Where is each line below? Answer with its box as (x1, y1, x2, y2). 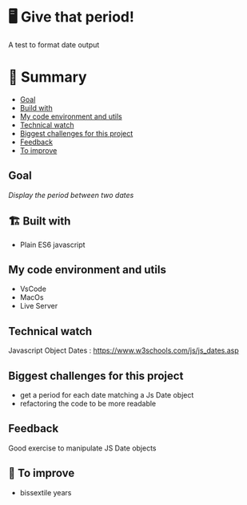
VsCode (19, 284, 46, 294)
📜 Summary (8, 68, 87, 87)
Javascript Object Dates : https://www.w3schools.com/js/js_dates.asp (8, 345, 240, 355)
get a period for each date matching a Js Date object (19, 390, 194, 399)
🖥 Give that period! (8, 8, 134, 26)
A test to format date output (8, 39, 100, 50)
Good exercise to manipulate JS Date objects (8, 443, 157, 453)
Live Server (19, 301, 58, 311)
